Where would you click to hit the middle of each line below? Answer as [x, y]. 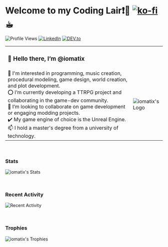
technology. [22, 136]
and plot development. [34, 85]
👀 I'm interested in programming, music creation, [65, 73]
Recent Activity [24, 195]
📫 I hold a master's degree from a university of [63, 128]
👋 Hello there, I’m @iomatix [46, 59]
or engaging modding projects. [44, 113]
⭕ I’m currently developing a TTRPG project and [64, 92]
